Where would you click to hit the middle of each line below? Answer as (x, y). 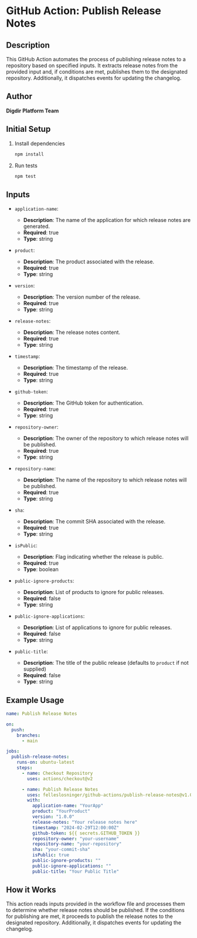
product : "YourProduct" (61, 811)
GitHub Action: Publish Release (84, 11)
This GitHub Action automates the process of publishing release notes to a (96, 59)
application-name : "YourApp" (68, 806)
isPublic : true (50, 855)
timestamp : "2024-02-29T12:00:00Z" (75, 828)
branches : (29, 735)
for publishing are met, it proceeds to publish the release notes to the (89, 916)
